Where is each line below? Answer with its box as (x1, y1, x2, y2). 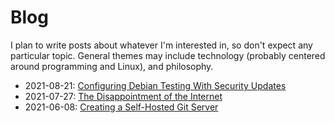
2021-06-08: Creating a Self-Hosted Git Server (24, 101, 219, 113)
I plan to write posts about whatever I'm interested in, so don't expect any (10, 39, 313, 51)
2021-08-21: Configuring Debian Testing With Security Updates (24, 79, 287, 91)
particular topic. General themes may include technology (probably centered (10, 49, 326, 61)
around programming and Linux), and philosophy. (10, 60, 214, 72)
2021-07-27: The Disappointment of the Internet (24, 90, 223, 102)
